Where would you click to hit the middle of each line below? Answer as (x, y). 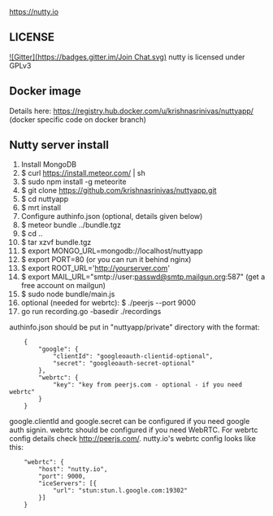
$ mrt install (41, 208)
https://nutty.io (34, 12)
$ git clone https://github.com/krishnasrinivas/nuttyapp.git (119, 190)
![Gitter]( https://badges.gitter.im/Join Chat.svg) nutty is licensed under (127, 57)
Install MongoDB (49, 164)
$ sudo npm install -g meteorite (74, 181)
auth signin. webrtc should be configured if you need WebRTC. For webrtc (134, 430)
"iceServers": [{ (67, 483)
